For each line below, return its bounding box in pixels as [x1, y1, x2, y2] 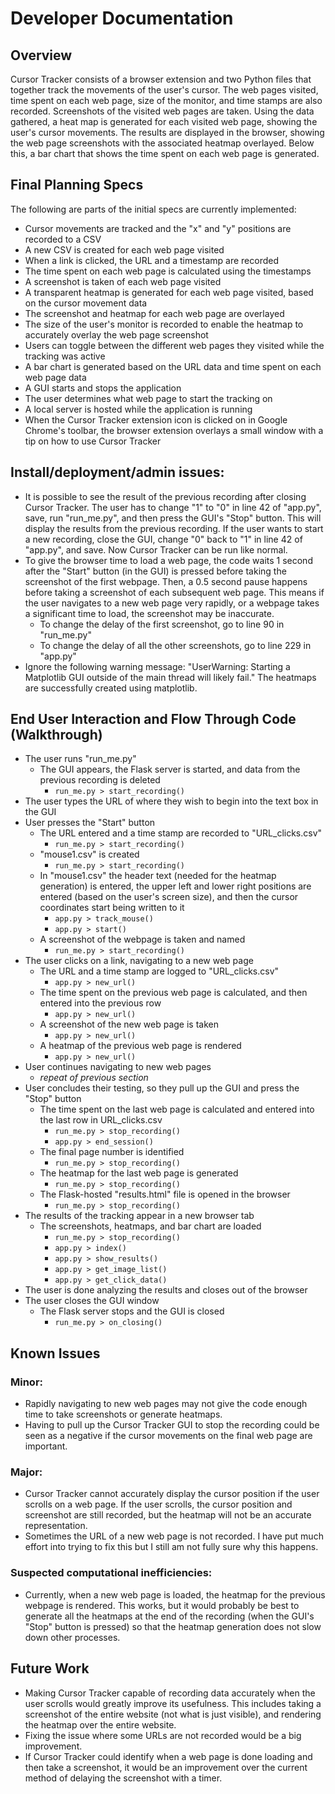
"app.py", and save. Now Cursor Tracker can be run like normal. [24, 543, 288, 556]
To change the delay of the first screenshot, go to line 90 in [39, 618, 285, 630]
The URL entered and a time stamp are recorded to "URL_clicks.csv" [39, 827, 323, 839]
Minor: [10, 1375, 44, 1389]
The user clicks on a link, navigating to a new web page [24, 955, 254, 967]
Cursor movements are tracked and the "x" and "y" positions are [24, 222, 292, 234]
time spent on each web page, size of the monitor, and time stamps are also [10, 95, 323, 106]
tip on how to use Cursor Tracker [24, 435, 162, 447]
